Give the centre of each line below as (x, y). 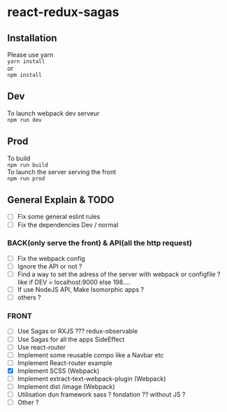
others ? (29, 297)
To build (19, 158)
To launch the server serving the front (62, 171)
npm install (24, 75)
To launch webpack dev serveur (53, 113)
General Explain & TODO (61, 200)
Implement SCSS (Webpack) (58, 371)
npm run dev (24, 120)
